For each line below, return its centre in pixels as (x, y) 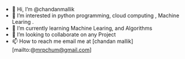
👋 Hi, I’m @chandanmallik (43, 9)
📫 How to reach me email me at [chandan (64, 41)
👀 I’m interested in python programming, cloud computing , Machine (95, 15)
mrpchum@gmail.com (63, 50)
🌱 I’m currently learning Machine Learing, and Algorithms (82, 28)
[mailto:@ (24, 50)
